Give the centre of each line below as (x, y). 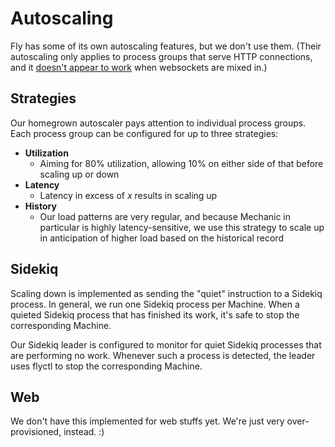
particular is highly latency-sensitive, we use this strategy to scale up (182, 227)
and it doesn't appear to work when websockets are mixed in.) (139, 67)
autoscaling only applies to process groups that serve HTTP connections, (161, 56)
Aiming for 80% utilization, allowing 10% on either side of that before (181, 163)
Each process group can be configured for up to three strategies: (144, 133)
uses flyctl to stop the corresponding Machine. (106, 366)
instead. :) (84, 432)
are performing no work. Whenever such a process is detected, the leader (163, 355)
